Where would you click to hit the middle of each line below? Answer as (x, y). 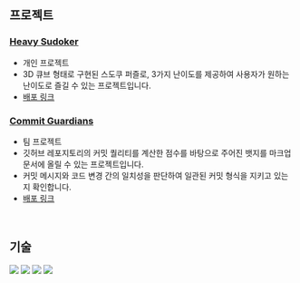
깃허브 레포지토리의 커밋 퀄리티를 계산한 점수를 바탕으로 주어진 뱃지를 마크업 (157, 152)
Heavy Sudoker (44, 42)
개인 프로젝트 (46, 63)
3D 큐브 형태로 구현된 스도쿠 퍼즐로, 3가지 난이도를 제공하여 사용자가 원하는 (156, 73)
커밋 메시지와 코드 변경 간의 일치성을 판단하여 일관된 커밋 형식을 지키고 (147, 175)
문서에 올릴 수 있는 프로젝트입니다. (83, 164)
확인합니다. (52, 187)
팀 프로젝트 (42, 141)
